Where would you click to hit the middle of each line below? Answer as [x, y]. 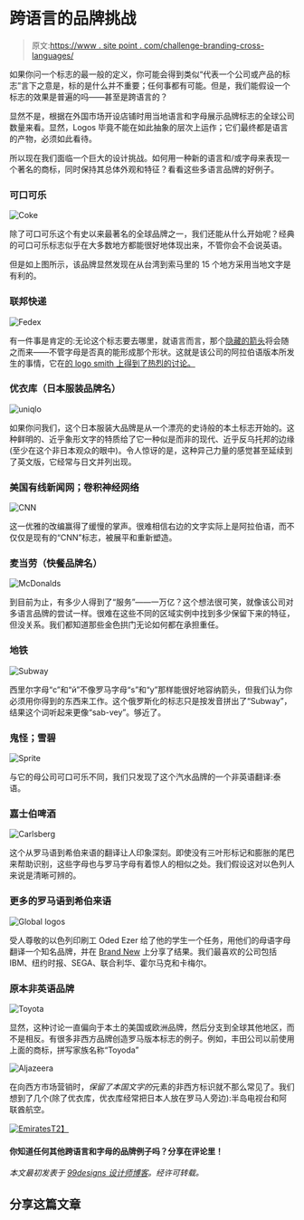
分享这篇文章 [45, 1204]
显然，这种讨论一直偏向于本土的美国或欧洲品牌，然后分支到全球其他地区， [148, 1027]
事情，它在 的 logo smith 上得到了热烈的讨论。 [110, 363]
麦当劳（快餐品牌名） [56, 564]
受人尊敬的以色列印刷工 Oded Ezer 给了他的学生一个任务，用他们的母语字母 [150, 940]
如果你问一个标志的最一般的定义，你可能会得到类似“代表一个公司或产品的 [146, 74]
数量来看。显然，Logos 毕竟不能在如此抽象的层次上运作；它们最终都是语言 [149, 127]
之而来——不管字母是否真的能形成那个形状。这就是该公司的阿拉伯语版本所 [148, 352]
